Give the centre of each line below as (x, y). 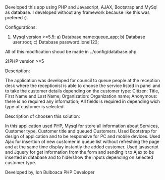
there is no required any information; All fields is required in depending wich (82, 101)
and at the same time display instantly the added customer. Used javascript (82, 147)
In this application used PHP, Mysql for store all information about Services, (82, 126)
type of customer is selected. (35, 107)
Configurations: (21, 27)
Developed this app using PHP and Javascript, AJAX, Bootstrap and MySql (81, 7)
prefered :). (17, 18)
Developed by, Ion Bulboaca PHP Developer (50, 172)
